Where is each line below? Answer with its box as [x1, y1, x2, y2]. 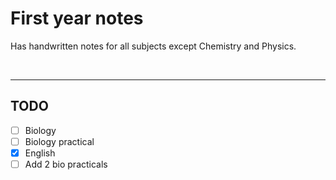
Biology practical [24, 135, 95, 147]
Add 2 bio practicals [24, 158, 108, 170]
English [24, 147, 56, 159]
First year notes [10, 7, 144, 30]
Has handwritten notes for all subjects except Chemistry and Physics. [10, 40, 297, 52]
